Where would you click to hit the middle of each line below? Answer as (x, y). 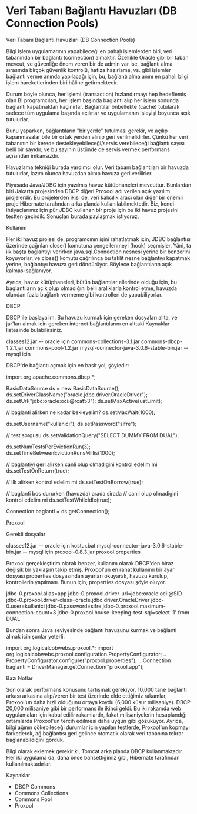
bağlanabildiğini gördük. (35, 740)
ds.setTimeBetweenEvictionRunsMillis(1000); (61, 452)
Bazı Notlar (20, 678)
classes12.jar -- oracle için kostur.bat (51, 545)
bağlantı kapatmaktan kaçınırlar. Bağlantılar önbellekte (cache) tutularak (93, 106)
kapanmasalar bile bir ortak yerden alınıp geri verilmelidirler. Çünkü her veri (97, 136)
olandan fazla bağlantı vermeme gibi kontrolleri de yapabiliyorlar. (84, 294)
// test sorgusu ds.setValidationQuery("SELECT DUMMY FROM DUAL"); (93, 435)
